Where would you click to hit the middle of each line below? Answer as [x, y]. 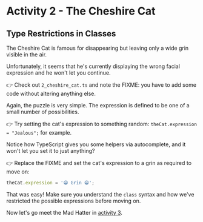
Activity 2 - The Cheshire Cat [81, 11]
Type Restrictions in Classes [61, 34]
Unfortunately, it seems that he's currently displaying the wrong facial [93, 66]
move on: [18, 172]
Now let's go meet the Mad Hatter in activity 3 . [65, 212]
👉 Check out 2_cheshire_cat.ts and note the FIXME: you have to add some [101, 85]
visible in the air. [27, 55]
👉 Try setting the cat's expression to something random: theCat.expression [101, 124]
